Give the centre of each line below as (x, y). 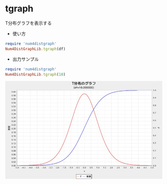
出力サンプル (25, 59)
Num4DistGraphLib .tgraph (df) (35, 49)
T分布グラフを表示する (29, 23)
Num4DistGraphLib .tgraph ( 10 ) (35, 74)
